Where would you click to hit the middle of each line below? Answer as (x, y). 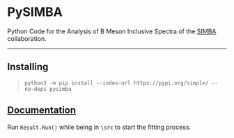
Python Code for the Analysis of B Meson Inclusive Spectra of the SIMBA (112, 31)
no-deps (35, 89)
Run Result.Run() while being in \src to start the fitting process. (99, 127)
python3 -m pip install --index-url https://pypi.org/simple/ (116, 83)
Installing (28, 67)
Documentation (42, 111)
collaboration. (27, 38)
